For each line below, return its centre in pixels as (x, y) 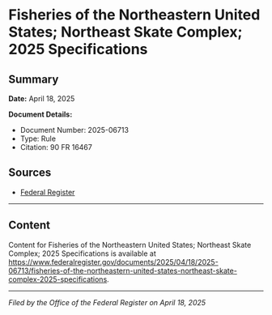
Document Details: (40, 114)
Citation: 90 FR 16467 (56, 147)
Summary (34, 79)
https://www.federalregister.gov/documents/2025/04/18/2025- (113, 262)
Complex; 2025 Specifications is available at (82, 253)
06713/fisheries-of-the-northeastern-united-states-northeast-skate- (123, 270)
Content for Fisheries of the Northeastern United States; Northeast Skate (130, 245)
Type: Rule (38, 138)
